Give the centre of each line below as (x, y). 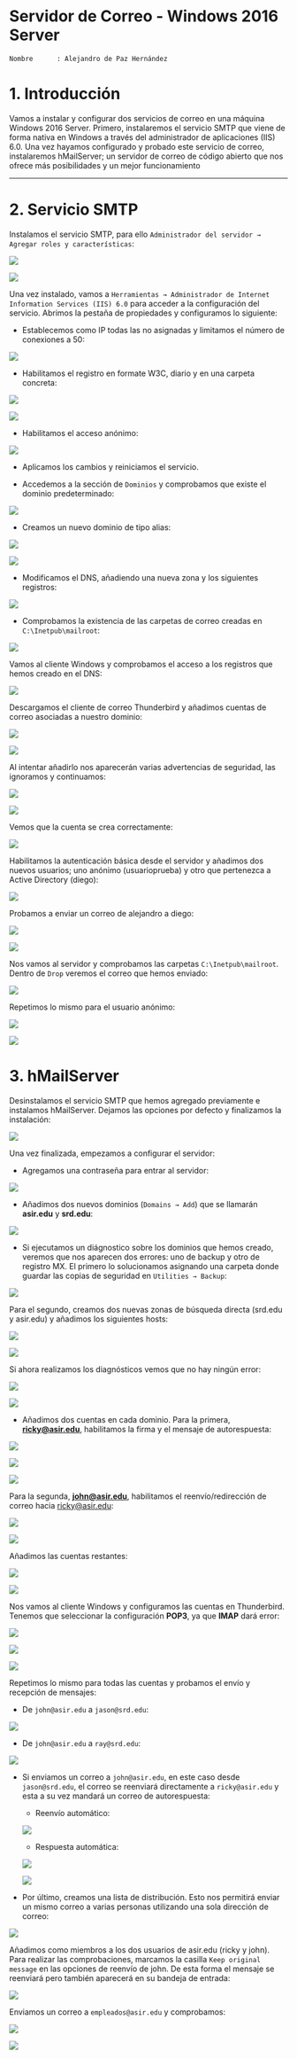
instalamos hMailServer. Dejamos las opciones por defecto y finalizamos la (145, 1110)
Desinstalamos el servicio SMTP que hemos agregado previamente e (135, 1100)
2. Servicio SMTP (74, 210)
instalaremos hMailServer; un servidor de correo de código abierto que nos (146, 156)
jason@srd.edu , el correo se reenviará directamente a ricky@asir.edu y (150, 1786)
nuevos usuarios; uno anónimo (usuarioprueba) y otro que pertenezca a (140, 870)
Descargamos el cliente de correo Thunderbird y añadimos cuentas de (138, 707)
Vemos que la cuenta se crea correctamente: (91, 827)
